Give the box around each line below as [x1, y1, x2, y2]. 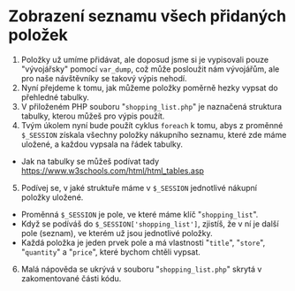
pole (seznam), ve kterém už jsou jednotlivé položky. [20, 227, 213, 238]
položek [8, 25, 68, 45]
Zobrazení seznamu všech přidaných [8, 6, 287, 27]
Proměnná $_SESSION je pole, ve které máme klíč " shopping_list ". [20, 209, 259, 219]
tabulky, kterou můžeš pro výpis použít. [20, 111, 165, 121]
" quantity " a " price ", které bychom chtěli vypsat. [20, 246, 200, 257]
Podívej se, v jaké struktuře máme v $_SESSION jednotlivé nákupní [20, 182, 258, 193]
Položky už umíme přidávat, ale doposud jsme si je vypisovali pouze [20, 54, 269, 65]
